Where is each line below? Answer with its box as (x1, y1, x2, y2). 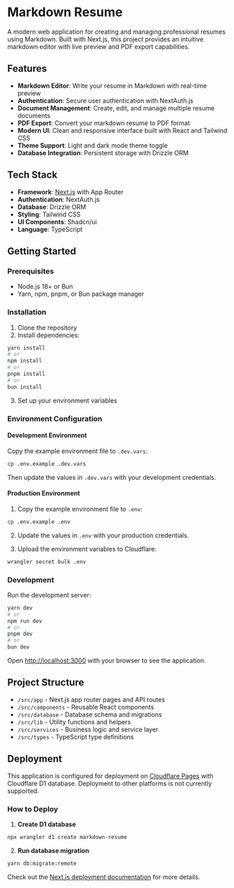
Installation (7, 307, 47, 317)
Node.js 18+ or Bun (17, 282, 74, 291)
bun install (7, 384, 42, 391)
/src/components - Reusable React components (17, 703, 155, 711)
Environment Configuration (7, 414, 103, 424)
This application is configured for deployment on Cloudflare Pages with (7, 771, 214, 780)
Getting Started (7, 245, 77, 257)
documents (17, 111, 51, 119)
